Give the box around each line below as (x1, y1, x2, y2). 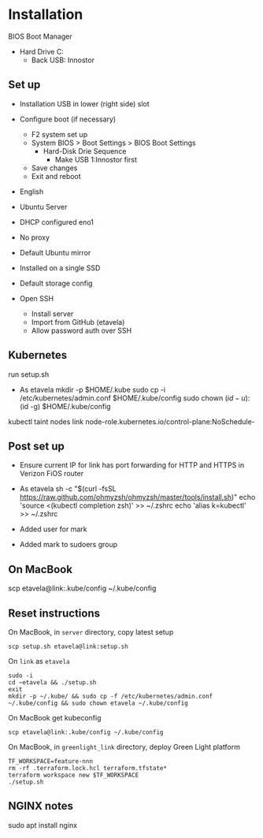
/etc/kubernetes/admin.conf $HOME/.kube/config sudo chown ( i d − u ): (19, 393, 250, 403)
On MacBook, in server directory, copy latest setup (8, 628, 174, 636)
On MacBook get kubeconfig (8, 713, 102, 722)
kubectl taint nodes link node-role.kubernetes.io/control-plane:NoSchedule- (8, 416, 256, 426)
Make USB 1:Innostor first (54, 155, 138, 164)
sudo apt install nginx (8, 820, 77, 829)
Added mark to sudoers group (19, 540, 118, 549)
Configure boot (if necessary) (19, 114, 117, 124)
